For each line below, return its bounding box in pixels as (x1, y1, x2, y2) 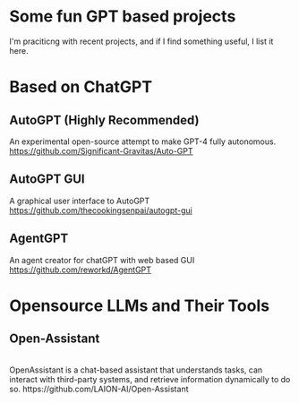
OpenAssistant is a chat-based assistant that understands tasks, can (9, 364, 263, 375)
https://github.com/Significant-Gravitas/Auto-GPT (9, 145, 194, 156)
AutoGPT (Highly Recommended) (9, 112, 200, 127)
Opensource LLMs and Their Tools (9, 296, 270, 315)
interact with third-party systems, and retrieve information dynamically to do (9, 373, 291, 384)
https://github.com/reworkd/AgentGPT (9, 264, 152, 275)
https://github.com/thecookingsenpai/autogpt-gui (9, 204, 192, 216)
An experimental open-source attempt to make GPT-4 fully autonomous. (9, 136, 277, 147)
